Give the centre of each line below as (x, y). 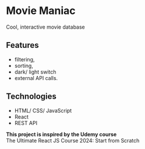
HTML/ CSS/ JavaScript (43, 110)
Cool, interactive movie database (46, 27)
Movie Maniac (41, 11)
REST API (26, 123)
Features (22, 45)
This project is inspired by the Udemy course (61, 134)
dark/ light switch (35, 72)
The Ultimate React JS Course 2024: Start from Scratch (73, 140)
